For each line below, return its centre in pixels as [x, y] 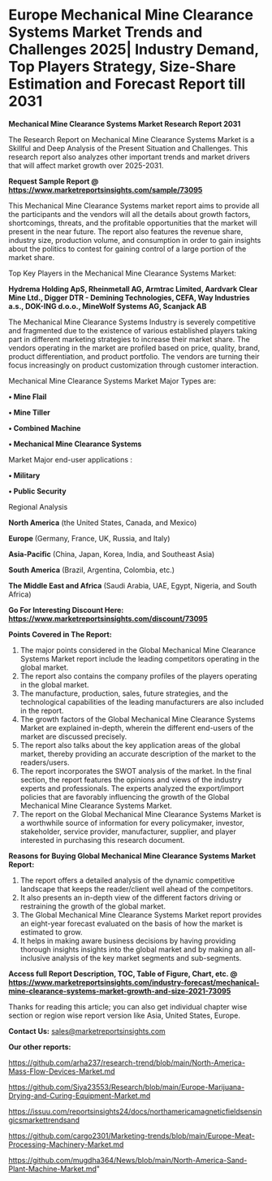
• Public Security [37, 491]
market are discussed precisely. [73, 736]
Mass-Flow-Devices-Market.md [62, 1071]
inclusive [35, 957]
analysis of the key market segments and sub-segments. [147, 957]
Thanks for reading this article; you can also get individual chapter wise [128, 1006]
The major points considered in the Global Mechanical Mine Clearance [138, 650]
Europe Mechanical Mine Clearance [131, 15]
